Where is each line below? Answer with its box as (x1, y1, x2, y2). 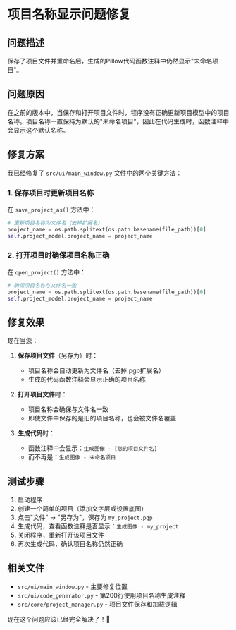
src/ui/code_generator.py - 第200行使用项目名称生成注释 (17, 590, 186, 600)
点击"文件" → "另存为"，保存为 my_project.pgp (17, 513, 153, 522)
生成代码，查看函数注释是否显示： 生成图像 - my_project (17, 522, 179, 531)
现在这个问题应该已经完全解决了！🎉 (7, 614, 111, 623)
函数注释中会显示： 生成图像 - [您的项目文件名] (27, 444, 158, 452)
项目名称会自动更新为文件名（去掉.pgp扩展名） (27, 366, 166, 375)
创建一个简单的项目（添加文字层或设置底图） (17, 504, 148, 513)
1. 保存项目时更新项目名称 (7, 188, 94, 198)
